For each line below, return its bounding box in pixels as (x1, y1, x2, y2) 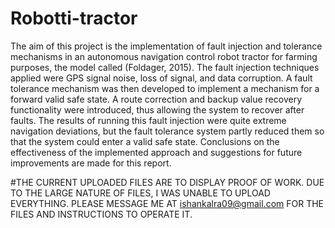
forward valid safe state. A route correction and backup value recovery (10, 93, 303, 105)
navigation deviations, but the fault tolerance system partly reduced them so (10, 125, 325, 137)
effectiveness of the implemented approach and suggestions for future (10, 146, 303, 158)
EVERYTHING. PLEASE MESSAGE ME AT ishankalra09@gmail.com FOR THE (10, 197, 325, 209)
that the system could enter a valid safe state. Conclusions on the (10, 135, 280, 147)
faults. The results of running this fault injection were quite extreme (10, 114, 287, 126)
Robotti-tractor (10, 7, 138, 30)
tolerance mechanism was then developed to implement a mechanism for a (10, 82, 320, 94)
